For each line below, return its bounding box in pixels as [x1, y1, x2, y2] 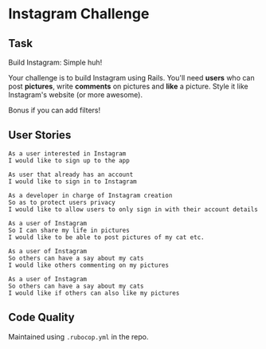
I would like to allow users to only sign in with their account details [8, 205, 259, 214]
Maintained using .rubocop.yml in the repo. [8, 331, 149, 341]
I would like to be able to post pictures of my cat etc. [8, 233, 205, 241]
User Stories [8, 128, 72, 142]
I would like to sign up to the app [8, 156, 130, 164]
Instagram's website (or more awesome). [8, 90, 143, 100]
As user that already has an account [8, 171, 134, 178]
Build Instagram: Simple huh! [8, 57, 103, 67]
